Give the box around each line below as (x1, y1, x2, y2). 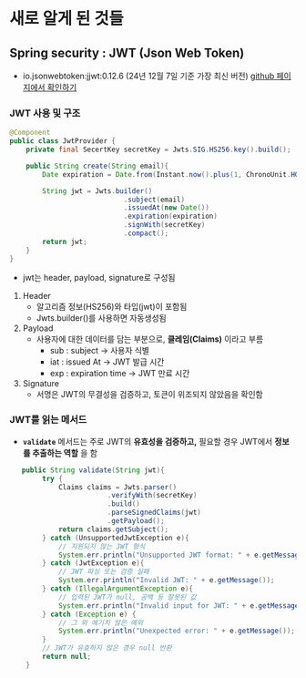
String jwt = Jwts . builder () (42, 186, 153, 196)
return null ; (42, 652, 92, 662)
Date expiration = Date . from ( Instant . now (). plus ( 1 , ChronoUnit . (42, 169, 291, 179)
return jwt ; (42, 237, 88, 246)
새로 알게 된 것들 (9, 8, 125, 29)
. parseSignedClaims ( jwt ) (107, 508, 202, 518)
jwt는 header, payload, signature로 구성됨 (22, 272, 176, 282)
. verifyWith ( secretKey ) (107, 491, 198, 500)
